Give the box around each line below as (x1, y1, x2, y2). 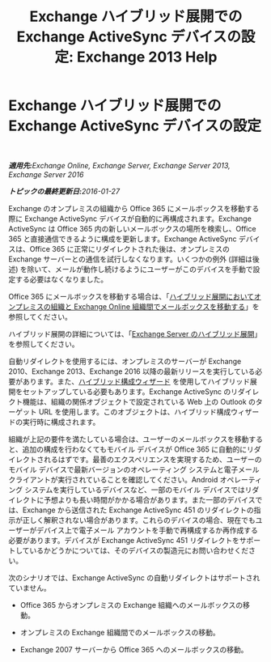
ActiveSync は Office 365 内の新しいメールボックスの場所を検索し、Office (8, 223, 256, 233)
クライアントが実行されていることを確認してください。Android (8, 474, 218, 484)
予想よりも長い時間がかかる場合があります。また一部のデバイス (43, 494, 256, 504)
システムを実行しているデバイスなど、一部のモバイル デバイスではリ (23, 485, 252, 494)
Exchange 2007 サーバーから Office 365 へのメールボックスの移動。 (19, 644, 248, 654)
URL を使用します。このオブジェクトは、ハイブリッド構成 (38, 406, 231, 417)
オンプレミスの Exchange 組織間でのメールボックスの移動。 (19, 627, 220, 637)
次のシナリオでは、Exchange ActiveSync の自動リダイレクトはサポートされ (8, 572, 260, 583)
